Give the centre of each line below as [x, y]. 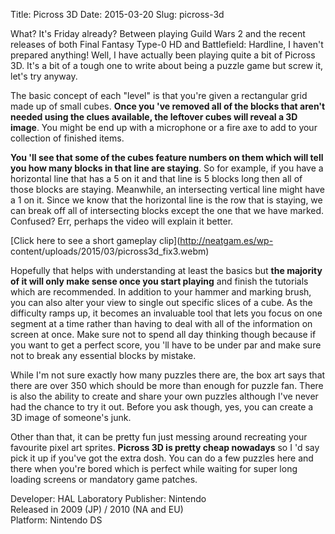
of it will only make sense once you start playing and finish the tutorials [159, 281]
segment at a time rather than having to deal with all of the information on [161, 323]
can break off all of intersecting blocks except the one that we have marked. [167, 210]
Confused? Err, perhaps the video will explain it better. [122, 221]
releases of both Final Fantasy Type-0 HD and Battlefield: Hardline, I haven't [167, 44]
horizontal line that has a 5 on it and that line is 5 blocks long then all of [156, 178]
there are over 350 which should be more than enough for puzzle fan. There [167, 385]
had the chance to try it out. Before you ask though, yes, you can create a [162, 407]
